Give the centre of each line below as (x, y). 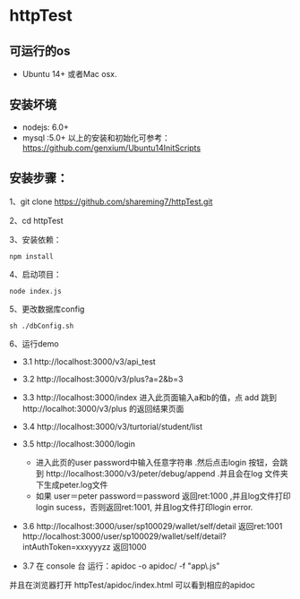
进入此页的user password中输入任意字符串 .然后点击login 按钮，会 (158, 462)
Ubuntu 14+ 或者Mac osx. (69, 74)
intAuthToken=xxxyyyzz (66, 546)
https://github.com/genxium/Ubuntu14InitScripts (111, 148)
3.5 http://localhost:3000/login (79, 443)
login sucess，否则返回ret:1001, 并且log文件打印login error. (144, 507)
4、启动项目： (36, 274)
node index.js (36, 291)
